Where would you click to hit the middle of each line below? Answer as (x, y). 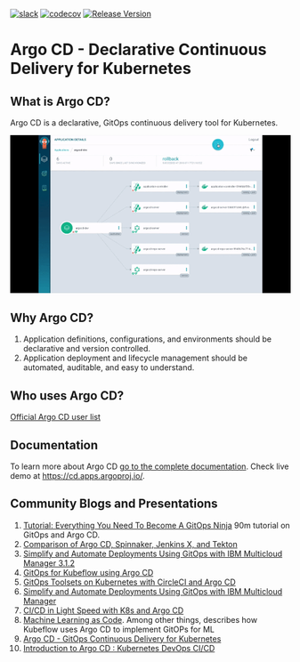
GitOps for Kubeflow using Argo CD (88, 572)
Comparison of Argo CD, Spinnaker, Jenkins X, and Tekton (130, 544)
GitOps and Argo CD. (61, 535)
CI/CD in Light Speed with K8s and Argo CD (103, 610)
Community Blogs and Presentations (114, 504)
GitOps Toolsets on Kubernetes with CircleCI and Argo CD (130, 582)
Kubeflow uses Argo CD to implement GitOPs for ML (118, 629)
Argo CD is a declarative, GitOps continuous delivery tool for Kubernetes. (144, 123)
